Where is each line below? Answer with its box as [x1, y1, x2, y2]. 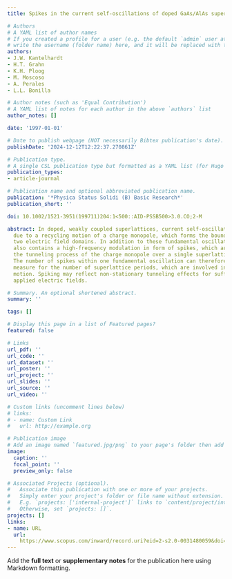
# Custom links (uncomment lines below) [7, 404, 126, 410]
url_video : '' [7, 391, 48, 398]
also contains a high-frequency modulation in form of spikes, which [13, 245, 217, 252]
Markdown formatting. [7, 564, 70, 572]
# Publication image [7, 435, 67, 442]
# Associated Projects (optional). [7, 480, 110, 487]
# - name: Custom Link [7, 416, 72, 424]
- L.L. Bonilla [7, 87, 51, 94]
